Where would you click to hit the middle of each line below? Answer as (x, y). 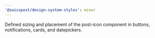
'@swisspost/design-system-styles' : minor (50, 10)
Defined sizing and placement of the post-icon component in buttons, (77, 24)
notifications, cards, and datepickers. (44, 30)
